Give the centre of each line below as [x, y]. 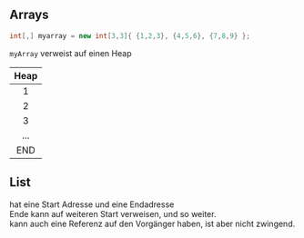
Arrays [29, 15]
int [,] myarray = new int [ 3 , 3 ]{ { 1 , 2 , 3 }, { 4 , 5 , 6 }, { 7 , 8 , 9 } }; [130, 35]
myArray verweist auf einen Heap [71, 53]
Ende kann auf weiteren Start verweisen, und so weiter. [113, 213]
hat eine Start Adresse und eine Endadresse [92, 204]
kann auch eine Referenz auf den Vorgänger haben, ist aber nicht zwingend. [152, 223]
